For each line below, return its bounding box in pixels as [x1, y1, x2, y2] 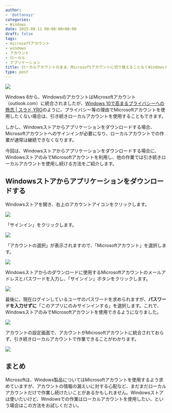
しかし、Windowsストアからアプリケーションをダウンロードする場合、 [5, 124, 155, 130]
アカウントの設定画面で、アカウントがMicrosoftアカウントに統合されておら [5, 329, 164, 336]
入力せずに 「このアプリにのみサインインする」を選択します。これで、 [14, 302, 162, 308]
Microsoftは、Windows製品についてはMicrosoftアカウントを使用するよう [5, 377, 159, 383]
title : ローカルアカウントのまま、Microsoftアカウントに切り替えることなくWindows [5, 65, 165, 70]
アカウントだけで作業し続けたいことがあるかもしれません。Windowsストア [5, 389, 164, 396]
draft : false [5, 31, 33, 36]
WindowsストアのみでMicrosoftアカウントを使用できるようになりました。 [5, 309, 162, 315]
